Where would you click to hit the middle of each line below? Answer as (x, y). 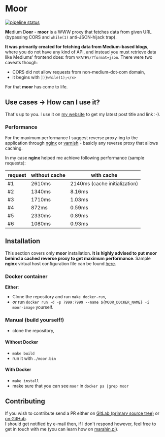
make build (23, 354)
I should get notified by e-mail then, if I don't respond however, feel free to (81, 424)
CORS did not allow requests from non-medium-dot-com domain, (79, 72)
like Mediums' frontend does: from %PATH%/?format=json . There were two (79, 57)
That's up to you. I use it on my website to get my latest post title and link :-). (83, 114)
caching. (14, 148)
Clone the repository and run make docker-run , (59, 297)
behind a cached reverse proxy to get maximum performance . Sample (78, 258)
